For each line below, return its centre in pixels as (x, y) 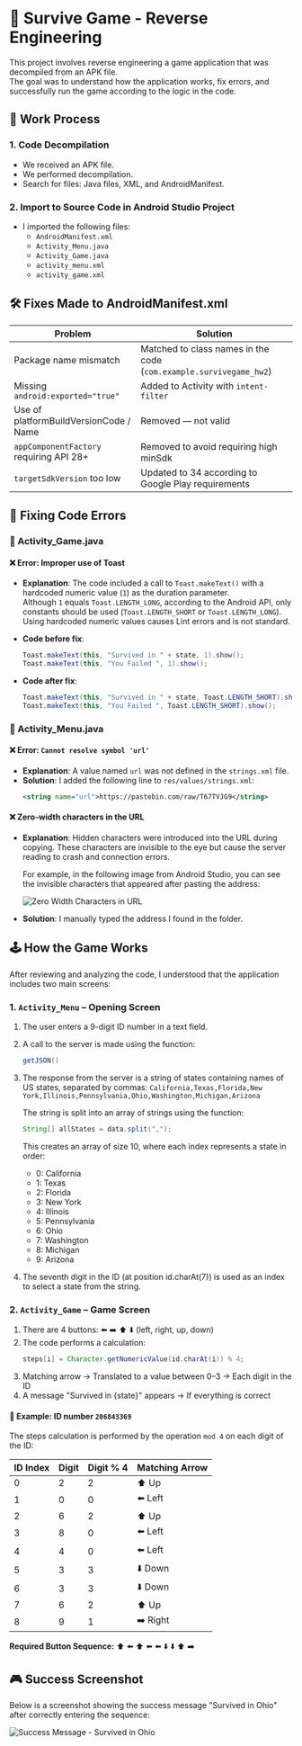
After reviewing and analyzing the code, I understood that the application (144, 974)
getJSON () (41, 1061)
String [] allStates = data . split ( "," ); (97, 1129)
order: (34, 1156)
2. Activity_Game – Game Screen (80, 1310)
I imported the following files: (76, 226)
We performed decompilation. (78, 174)
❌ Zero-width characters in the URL (77, 817)
